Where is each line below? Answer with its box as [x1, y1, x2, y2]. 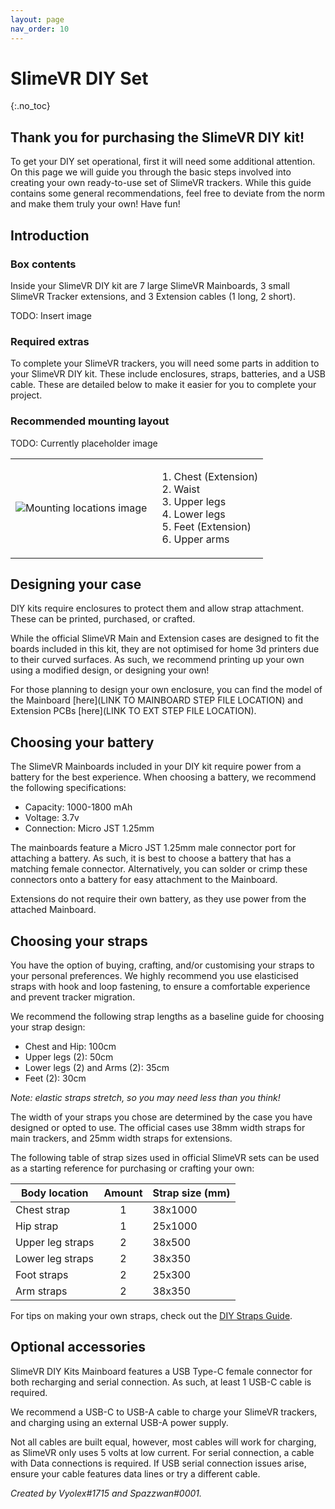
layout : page [10, 14, 65, 25]
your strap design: [10, 1021, 86, 1033]
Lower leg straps [15, 1251, 95, 1265]
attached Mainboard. [10, 904, 97, 916]
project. [10, 389, 43, 401]
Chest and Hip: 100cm [24, 1040, 117, 1052]
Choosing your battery [10, 734, 155, 751]
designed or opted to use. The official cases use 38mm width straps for [10, 1121, 306, 1133]
